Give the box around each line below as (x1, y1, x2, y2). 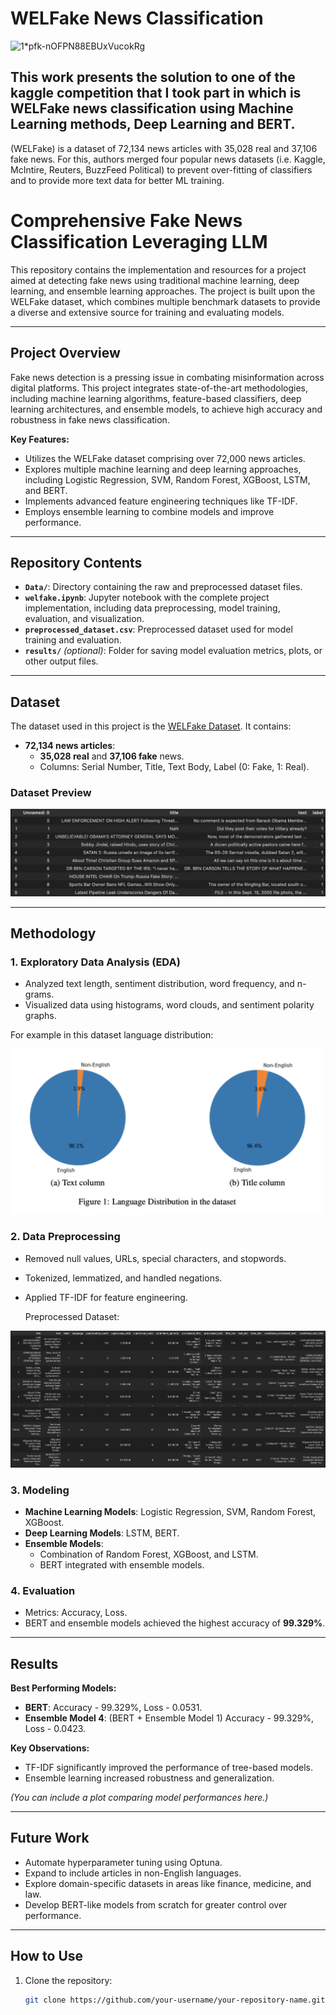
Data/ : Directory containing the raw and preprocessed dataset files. (24, 581, 303, 593)
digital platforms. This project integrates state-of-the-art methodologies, (10, 382, 309, 394)
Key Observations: (10, 1742, 90, 1754)
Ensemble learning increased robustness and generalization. (24, 1772, 275, 1784)
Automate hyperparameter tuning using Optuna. (24, 1856, 223, 1868)
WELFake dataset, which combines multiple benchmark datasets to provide (10, 295, 321, 307)
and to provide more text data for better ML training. (10, 174, 225, 186)
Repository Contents (10, 554, 143, 571)
